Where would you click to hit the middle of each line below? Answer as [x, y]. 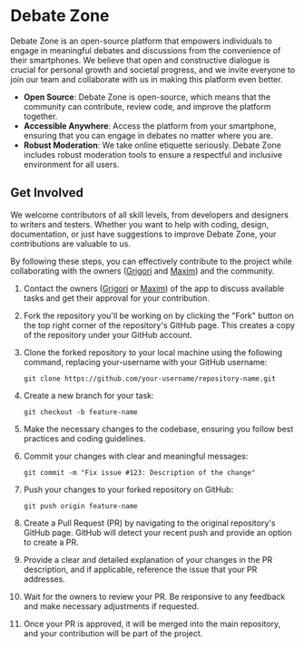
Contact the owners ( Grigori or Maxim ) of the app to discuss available [154, 288]
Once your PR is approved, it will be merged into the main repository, [152, 624]
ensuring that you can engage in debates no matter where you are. [148, 135]
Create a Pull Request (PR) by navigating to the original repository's [149, 523]
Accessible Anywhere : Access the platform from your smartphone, [150, 126]
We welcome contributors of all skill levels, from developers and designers [150, 215]
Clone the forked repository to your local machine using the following [153, 352]
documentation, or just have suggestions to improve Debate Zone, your [143, 234]
